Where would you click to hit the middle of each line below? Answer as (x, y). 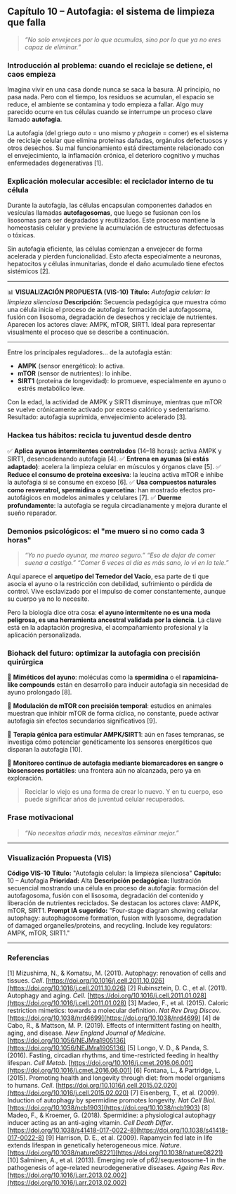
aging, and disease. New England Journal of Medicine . (87, 1033)
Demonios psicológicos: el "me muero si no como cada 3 (106, 531)
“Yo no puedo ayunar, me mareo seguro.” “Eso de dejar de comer (120, 555)
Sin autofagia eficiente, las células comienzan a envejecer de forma (105, 249)
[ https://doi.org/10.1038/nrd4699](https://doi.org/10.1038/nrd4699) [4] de (113, 1018)
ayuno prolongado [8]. (40, 692)
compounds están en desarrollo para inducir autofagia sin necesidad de (124, 685)
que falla (27, 23)
